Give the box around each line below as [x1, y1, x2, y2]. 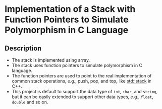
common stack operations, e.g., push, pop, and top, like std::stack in [11, 78, 152, 84]
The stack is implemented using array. [11, 57, 90, 63]
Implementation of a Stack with [4, 3, 136, 15]
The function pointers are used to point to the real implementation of [11, 73, 152, 78]
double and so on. [11, 99, 48, 105]
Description [4, 44, 42, 52]
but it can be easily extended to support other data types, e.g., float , [11, 94, 153, 100]
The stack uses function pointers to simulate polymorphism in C [11, 63, 143, 68]
